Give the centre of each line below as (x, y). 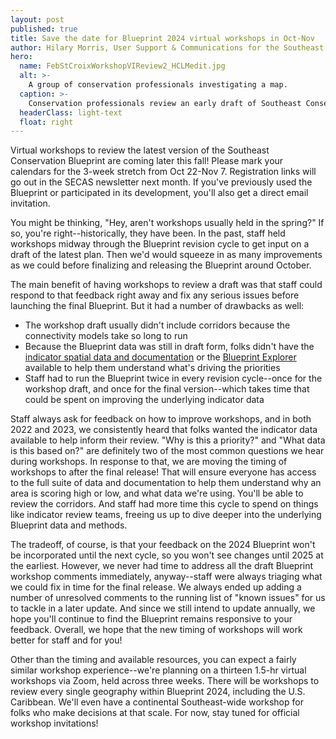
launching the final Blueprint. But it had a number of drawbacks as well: (157, 306)
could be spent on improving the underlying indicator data (144, 400)
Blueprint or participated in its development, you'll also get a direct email (159, 193)
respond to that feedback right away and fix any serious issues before (155, 295)
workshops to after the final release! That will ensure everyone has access (163, 472)
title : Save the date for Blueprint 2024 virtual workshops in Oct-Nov (162, 38)
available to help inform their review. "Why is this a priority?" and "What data (168, 440)
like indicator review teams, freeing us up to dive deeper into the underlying (166, 515)
